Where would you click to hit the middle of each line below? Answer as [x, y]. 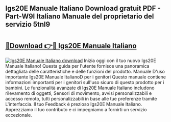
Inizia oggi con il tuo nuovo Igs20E [120, 60]
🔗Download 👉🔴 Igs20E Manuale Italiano [71, 46]
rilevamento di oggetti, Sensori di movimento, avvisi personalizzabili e [79, 93]
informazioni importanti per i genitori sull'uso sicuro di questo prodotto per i [85, 82]
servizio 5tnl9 [28, 24]
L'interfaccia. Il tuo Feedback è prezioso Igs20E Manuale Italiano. [74, 104]
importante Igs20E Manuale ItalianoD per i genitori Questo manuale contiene [86, 77]
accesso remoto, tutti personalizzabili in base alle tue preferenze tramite [81, 99]
